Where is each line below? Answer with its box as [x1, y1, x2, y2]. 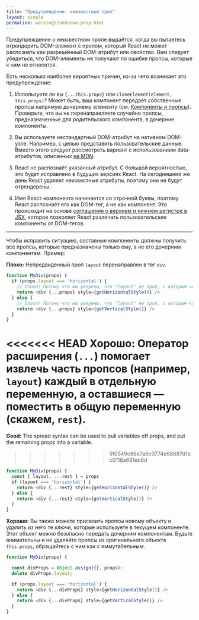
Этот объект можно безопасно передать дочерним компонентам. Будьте [6, 530, 192, 537]
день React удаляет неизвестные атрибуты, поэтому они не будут [14, 177, 182, 184]
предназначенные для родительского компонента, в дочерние [14, 116, 175, 123]
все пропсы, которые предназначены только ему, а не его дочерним [6, 243, 181, 250]
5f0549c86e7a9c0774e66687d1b [109, 450, 191, 458]
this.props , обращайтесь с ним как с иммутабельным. [6, 543, 145, 550]
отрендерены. [14, 183, 51, 190]
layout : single [6, 14, 44, 20]
